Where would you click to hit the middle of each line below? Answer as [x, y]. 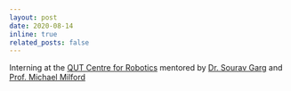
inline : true [33, 34]
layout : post [33, 17]
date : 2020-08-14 [41, 26]
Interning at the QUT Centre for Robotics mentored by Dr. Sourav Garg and [146, 68]
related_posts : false [49, 42]
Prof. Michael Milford [48, 78]
